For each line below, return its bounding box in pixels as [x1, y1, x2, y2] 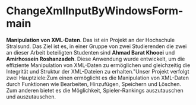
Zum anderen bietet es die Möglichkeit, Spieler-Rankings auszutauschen [6, 87, 184, 94]
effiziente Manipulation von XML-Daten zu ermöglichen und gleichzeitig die [6, 61, 191, 69]
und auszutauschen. [6, 93, 56, 100]
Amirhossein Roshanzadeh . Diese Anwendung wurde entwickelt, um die [6, 55, 185, 62]
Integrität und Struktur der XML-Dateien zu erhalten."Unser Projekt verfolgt [6, 68, 189, 75]
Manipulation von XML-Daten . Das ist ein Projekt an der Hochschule [6, 36, 175, 43]
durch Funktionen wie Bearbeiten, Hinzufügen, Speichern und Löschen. [6, 80, 182, 87]
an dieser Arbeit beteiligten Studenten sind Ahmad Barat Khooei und [6, 49, 175, 56]
